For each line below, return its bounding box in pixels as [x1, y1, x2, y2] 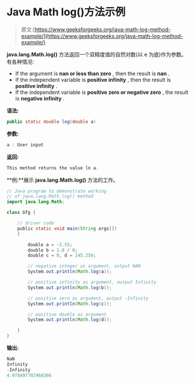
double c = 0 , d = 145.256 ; [28, 253, 96, 258]
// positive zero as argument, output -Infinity [28, 295, 149, 301]
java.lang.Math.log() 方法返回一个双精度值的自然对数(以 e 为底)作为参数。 [6, 51, 187, 58]
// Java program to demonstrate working [6, 188, 107, 194]
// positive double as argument [28, 311, 107, 317]
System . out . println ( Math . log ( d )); [28, 317, 112, 323]
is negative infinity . [15, 95, 65, 102]
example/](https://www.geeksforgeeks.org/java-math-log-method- [21, 32, 183, 39]
